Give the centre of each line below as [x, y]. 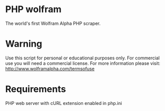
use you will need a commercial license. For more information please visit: [83, 63]
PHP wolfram [33, 9]
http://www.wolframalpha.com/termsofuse [50, 68]
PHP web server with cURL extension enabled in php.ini [64, 103]
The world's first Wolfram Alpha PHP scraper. [53, 23]
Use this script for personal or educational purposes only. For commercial [82, 58]
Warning [24, 44]
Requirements [36, 89]
